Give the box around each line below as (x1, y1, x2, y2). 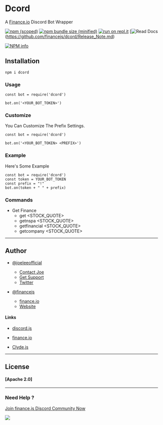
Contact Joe (19, 269, 45, 275)
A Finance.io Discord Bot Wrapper (5, 19, 73, 25)
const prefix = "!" (5, 181, 45, 186)
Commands (5, 196, 33, 203)
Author (5, 247, 27, 255)
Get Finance (12, 207, 37, 213)
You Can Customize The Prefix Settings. (5, 123, 85, 129)
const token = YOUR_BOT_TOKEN (5, 177, 66, 182)
